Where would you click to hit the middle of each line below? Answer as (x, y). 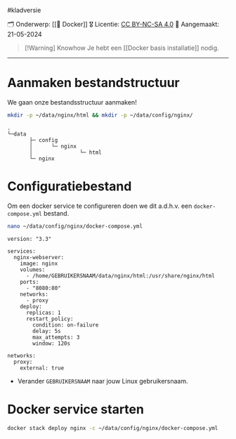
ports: (29, 282)
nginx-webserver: (39, 257)
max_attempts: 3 (56, 337)
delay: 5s (47, 331)
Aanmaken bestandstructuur (94, 83)
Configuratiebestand (70, 186)
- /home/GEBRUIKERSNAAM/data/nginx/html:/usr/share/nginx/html (120, 276)
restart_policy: (50, 319)
